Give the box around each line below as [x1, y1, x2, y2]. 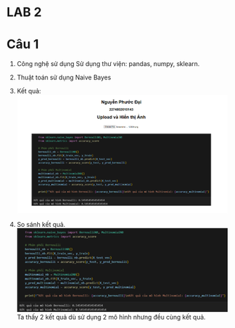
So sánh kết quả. [16, 220, 66, 228]
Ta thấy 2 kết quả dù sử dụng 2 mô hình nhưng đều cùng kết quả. [16, 313, 206, 322]
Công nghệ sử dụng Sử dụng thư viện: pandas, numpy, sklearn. [16, 60, 200, 68]
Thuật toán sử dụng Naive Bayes [16, 73, 112, 81]
